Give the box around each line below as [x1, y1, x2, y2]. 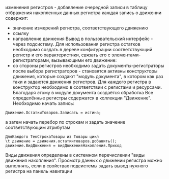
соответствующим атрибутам [5, 124, 70, 130]
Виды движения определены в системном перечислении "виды [5, 152, 145, 158]
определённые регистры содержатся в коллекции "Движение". [12, 95, 152, 101]
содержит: [5, 15, 29, 21]
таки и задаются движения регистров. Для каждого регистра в [12, 79, 151, 85]
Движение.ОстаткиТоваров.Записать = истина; [5, 110, 101, 115]
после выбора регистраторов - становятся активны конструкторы [12, 68, 158, 74]
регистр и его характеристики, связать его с [12, 52, 111, 58]
